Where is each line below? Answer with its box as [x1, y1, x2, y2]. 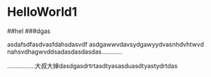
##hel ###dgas [7, 27, 51, 35]
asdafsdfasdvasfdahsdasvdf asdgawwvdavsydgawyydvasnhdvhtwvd [7, 40, 204, 48]
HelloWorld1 [7, 4, 78, 20]
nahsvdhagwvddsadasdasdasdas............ [7, 47, 122, 56]
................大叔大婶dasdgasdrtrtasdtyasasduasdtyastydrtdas [7, 61, 178, 69]
